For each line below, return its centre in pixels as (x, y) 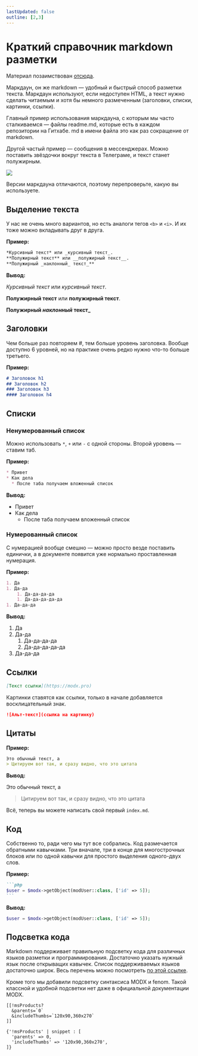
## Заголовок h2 (26, 384)
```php (14, 885)
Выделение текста (43, 209)
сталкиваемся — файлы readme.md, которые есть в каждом (83, 125)
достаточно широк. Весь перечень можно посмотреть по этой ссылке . (97, 971)
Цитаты (21, 733)
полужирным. (24, 161)
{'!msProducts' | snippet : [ (44, 1032)
